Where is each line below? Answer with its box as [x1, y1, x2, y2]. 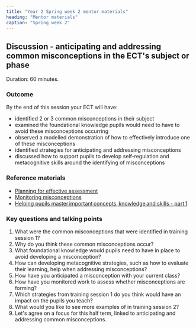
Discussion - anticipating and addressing [6, 41, 162, 51]
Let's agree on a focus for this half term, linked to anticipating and [14, 310, 176, 317]
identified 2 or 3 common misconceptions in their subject [14, 115, 155, 122]
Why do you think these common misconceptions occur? [14, 240, 154, 248]
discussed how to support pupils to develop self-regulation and [14, 153, 170, 160]
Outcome [6, 90, 34, 99]
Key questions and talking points [6, 214, 102, 223]
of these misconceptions [14, 140, 76, 148]
